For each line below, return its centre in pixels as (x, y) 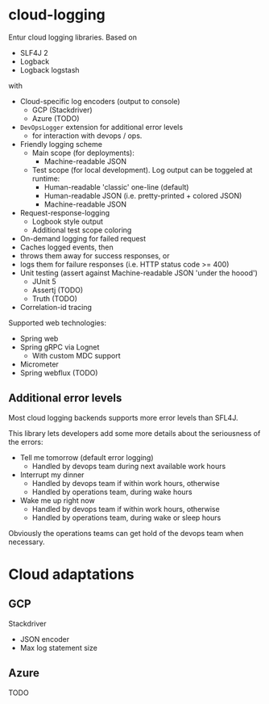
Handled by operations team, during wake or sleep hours (126, 518)
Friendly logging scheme (61, 144)
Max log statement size (59, 647)
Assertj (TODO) (58, 290)
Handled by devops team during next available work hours (129, 466)
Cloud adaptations (71, 574)
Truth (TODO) (55, 298)
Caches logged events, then (67, 247)
